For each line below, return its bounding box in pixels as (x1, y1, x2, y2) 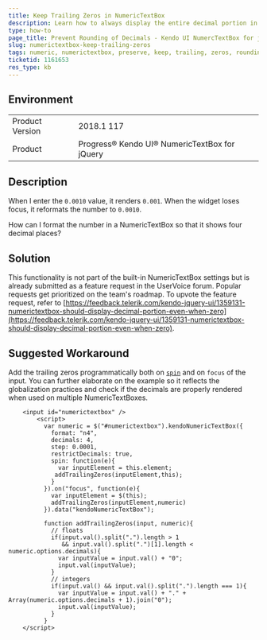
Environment (8, 93, 74, 107)
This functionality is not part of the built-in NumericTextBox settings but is (8, 273, 250, 282)
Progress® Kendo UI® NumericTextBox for (78, 138, 235, 149)
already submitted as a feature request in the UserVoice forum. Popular (8, 281, 242, 291)
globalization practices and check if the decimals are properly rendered (8, 385, 242, 394)
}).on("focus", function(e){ (43, 485, 141, 493)
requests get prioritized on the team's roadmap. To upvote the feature (8, 289, 237, 299)
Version (12, 125, 41, 136)
